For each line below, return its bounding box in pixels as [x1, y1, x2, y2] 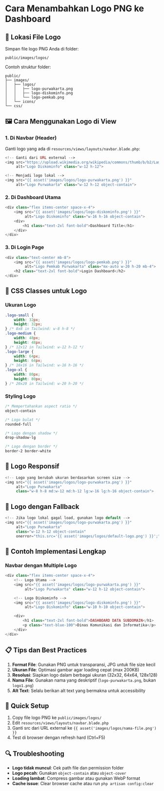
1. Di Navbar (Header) [5, 134, 57, 141]
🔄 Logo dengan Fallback [5, 502, 80, 510]
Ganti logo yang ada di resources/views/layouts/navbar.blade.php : [5, 146, 141, 152]
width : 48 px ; [14, 335, 41, 341]
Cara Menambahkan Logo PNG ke [5, 3, 144, 14]
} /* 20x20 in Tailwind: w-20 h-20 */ [5, 381, 84, 386]
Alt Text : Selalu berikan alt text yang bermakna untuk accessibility [12, 688, 145, 693]
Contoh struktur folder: [5, 64, 51, 70]
